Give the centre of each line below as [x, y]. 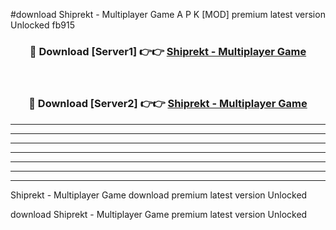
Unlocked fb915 [42, 25]
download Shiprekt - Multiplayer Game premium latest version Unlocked [159, 214]
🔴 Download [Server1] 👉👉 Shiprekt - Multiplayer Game [168, 51]
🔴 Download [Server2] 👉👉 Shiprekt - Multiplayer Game [168, 104]
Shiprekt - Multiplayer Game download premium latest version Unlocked [159, 195]
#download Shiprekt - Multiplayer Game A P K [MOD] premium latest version [168, 14]
